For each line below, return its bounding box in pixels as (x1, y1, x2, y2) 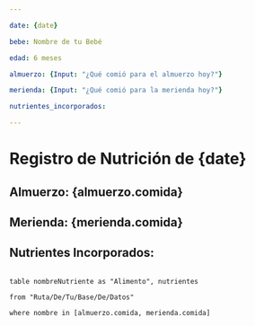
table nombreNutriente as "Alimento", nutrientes (9, 277, 199, 286)
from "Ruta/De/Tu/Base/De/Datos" (9, 293, 135, 302)
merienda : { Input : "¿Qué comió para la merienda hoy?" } (9, 86, 223, 95)
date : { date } (9, 21, 58, 30)
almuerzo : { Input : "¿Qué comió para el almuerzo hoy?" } (9, 69, 223, 79)
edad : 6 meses (9, 53, 63, 63)
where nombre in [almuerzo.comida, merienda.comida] (9, 308, 211, 317)
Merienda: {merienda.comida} (9, 215, 184, 230)
